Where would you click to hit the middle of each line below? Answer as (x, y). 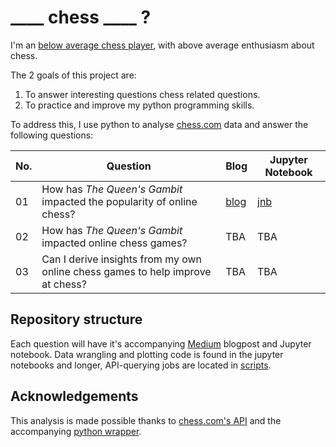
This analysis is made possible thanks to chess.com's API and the (146, 420)
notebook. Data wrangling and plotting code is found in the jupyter (147, 354)
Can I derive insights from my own (122, 259)
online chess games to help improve (126, 271)
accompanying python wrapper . (76, 431)
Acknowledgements (74, 396)
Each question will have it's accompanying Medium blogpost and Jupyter (161, 343)
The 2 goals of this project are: (73, 75)
